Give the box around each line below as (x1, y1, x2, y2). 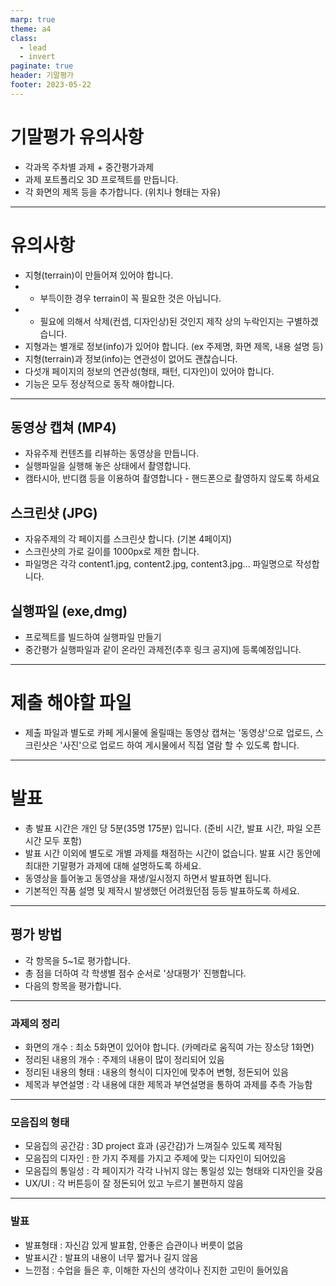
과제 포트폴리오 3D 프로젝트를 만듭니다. (24, 173, 179, 185)
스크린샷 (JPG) (10, 504, 98, 521)
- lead (19, 42, 47, 53)
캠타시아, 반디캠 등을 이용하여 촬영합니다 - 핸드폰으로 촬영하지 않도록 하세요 (24, 472, 320, 485)
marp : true (10, 14, 56, 25)
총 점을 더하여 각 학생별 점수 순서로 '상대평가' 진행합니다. (24, 967, 247, 979)
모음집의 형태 (10, 1115, 70, 1129)
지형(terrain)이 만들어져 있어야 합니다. (24, 269, 174, 281)
